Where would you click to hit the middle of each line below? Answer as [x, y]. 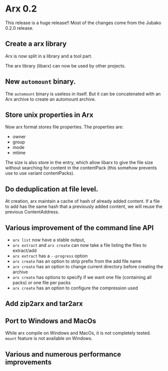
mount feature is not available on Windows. [49, 338]
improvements [28, 362]
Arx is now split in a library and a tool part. [49, 56]
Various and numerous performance [63, 354]
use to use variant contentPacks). [40, 173]
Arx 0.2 [21, 9]
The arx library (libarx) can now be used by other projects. [65, 65]
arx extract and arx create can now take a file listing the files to [79, 245]
